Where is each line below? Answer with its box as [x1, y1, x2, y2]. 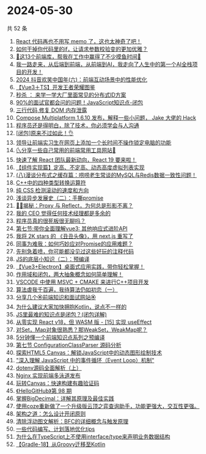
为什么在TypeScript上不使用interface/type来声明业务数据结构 [15, 433, 171, 440]
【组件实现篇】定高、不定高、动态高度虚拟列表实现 [15, 163, 145, 171]
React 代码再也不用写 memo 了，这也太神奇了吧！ [15, 37, 142, 45]
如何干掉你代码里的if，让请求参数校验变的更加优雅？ [15, 45, 149, 53]
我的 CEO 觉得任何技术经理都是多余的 [15, 209, 111, 217]
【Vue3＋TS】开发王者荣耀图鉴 [15, 83, 95, 90]
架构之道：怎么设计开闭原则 [15, 410, 86, 417]
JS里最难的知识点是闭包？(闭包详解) [15, 310, 107, 318]
